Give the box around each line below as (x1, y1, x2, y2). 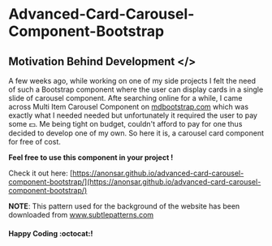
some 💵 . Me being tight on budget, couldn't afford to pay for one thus (8, 119, 243, 128)
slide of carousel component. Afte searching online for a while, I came (8, 93, 243, 102)
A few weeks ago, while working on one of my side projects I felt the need (8, 76, 256, 85)
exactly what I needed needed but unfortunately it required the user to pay (8, 110, 258, 120)
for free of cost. (8, 137, 61, 146)
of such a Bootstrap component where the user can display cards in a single (8, 84, 264, 94)
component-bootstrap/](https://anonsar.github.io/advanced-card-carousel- (8, 177, 261, 187)
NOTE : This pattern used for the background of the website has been (8, 201, 240, 211)
